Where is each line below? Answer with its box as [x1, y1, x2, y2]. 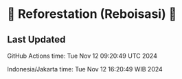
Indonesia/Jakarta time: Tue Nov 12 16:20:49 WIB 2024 [7, 65, 163, 73]
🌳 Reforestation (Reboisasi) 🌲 [7, 6, 177, 22]
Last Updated [7, 34, 66, 45]
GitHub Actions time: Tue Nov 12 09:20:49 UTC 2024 [7, 52, 158, 60]
